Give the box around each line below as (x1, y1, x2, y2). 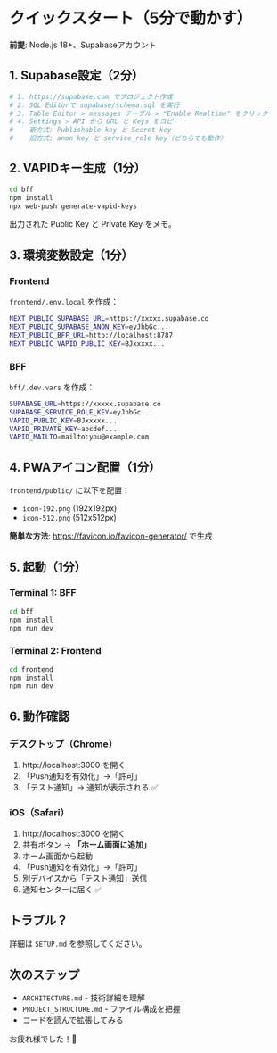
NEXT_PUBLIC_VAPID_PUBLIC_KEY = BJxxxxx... (9, 338, 166, 348)
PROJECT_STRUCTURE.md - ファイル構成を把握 (21, 1003, 181, 1014)
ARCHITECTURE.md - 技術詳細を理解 (21, 992, 145, 1003)
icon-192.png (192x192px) (21, 503, 118, 514)
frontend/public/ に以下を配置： (9, 485, 131, 496)
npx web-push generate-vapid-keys (9, 202, 138, 211)
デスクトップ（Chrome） (9, 738, 118, 750)
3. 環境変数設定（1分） (9, 247, 134, 263)
